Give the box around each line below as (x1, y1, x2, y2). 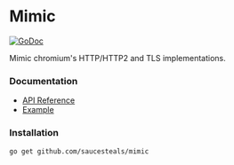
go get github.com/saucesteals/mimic (9, 146, 149, 156)
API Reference (21, 95, 76, 106)
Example (21, 105, 55, 115)
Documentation (9, 75, 78, 87)
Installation (9, 127, 60, 139)
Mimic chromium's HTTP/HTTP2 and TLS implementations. (9, 52, 226, 63)
